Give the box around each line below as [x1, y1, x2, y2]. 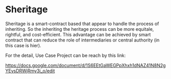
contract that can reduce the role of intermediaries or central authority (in [5, 37, 160, 43]
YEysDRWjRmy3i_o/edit [5, 68, 55, 74]
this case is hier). [5, 42, 42, 48]
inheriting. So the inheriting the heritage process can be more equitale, [5, 26, 154, 32]
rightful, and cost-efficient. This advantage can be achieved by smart [5, 31, 151, 37]
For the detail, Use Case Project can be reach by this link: [5, 52, 126, 58]
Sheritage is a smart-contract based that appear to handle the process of [5, 21, 159, 27]
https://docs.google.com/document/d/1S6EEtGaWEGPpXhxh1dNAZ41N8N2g [5, 62, 166, 68]
